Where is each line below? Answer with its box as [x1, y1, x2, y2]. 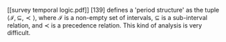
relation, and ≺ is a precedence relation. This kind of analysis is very [7, 21, 203, 30]
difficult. [7, 29, 31, 36]
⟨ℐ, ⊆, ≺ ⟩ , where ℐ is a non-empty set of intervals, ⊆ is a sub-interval [7, 14, 207, 21]
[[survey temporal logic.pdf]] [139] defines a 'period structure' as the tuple [7, 6, 220, 14]
